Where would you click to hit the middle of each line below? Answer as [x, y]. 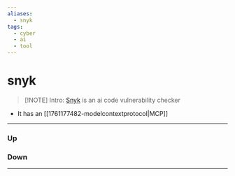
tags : [15, 27]
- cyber [25, 33]
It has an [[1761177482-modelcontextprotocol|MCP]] [93, 113]
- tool [23, 46]
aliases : [20, 14]
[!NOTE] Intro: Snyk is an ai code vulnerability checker [102, 100]
